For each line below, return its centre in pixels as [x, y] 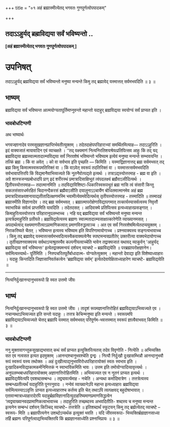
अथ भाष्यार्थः [15, 134]
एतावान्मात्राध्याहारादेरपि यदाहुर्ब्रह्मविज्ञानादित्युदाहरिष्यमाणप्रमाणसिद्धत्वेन [59, 395]
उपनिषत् [18, 67]
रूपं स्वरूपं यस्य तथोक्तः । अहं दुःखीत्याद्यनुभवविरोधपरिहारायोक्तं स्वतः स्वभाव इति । [71, 361]
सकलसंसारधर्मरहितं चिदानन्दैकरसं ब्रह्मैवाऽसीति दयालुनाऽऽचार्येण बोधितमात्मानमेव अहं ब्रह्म [74, 190]
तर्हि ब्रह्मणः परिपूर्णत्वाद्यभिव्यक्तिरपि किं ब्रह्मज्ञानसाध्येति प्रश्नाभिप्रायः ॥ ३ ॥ [62, 418]
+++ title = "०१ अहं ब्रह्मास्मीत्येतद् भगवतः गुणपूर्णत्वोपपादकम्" [56, 8]
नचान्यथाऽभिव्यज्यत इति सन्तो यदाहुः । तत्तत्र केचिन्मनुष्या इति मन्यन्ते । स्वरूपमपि [69, 314]
